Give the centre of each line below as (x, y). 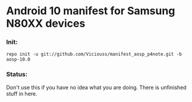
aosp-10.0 (18, 60)
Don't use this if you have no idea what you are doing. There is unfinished (96, 87)
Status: (17, 74)
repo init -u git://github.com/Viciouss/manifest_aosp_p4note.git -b (94, 55)
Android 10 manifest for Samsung (91, 11)
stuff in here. (22, 94)
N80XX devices (46, 23)
